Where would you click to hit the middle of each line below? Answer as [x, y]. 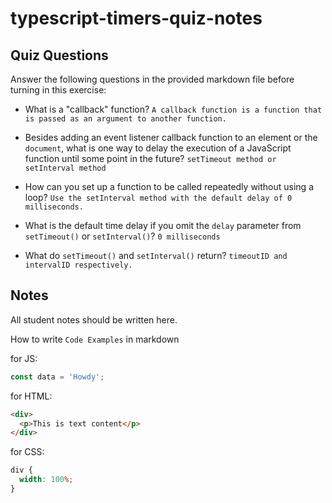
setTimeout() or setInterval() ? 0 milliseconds [122, 236]
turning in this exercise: [58, 90]
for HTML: [31, 396]
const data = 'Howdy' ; [57, 377]
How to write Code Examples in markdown [95, 339]
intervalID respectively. [78, 265]
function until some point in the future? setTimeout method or [150, 158]
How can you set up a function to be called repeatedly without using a [169, 186]
